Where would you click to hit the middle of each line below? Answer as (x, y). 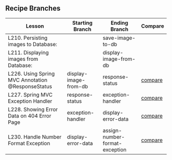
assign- (112, 130)
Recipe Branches (33, 8)
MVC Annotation (28, 80)
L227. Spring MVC (30, 95)
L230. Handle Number (35, 136)
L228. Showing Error (33, 109)
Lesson (35, 26)
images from (23, 59)
